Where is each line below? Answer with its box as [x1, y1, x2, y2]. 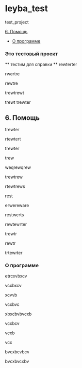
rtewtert [5, 136, 21, 142]
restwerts [5, 212, 24, 218]
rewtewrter [5, 221, 27, 228]
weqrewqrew [5, 164, 32, 170]
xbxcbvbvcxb [5, 311, 32, 317]
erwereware [5, 203, 29, 208]
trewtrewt [5, 90, 24, 96]
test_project [5, 19, 29, 25]
